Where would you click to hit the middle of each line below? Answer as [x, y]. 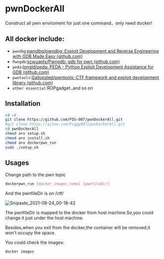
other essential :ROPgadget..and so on [53, 88]
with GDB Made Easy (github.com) [48, 56]
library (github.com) [33, 83]
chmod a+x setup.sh [25, 134]
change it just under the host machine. [44, 218]
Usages [17, 163]
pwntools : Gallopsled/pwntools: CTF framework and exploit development [86, 77]
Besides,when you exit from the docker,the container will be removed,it [78, 228]
